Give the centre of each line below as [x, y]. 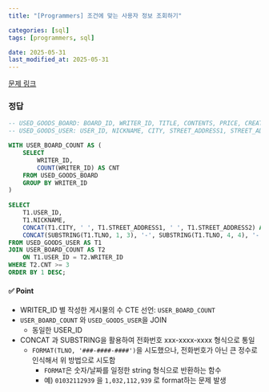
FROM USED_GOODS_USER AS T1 [55, 243]
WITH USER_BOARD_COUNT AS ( [55, 145]
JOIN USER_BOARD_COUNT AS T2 [57, 250]
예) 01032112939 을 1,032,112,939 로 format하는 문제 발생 [135, 380]
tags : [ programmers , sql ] [51, 38]
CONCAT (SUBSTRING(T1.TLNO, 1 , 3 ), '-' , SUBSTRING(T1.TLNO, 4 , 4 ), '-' [143, 235]
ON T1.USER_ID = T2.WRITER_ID [73, 258]
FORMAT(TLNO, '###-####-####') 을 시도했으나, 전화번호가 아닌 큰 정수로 [145, 350]
